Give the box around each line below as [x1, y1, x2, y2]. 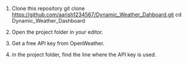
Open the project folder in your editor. [11, 29, 103, 35]
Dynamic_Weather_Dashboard [11, 17, 85, 24]
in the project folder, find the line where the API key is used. [11, 51, 157, 58]
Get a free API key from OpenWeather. [11, 40, 105, 47]
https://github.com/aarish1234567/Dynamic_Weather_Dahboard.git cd [11, 11, 182, 18]
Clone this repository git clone [11, 5, 85, 12]
